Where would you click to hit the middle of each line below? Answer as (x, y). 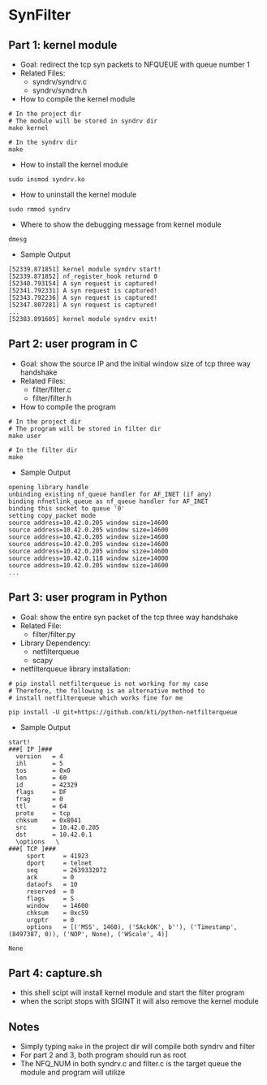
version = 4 (39, 756)
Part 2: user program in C (73, 344)
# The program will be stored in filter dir (85, 428)
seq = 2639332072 (67, 870)
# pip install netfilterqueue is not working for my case (108, 684)
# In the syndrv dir (43, 142)
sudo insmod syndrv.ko (47, 180)
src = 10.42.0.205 (58, 827)
